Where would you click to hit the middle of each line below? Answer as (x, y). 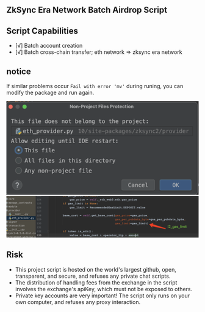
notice (19, 71)
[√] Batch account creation (49, 46)
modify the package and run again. (50, 93)
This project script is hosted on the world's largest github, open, (96, 269)
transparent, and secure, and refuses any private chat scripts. (93, 276)
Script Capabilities (42, 31)
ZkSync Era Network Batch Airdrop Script (87, 10)
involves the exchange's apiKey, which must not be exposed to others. (104, 289)
